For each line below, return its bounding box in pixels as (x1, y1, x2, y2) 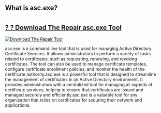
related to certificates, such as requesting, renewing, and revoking (5, 56, 137, 62)
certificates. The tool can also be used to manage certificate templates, (5, 61, 147, 67)
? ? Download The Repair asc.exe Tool (5, 23, 122, 32)
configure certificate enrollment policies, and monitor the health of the (5, 66, 145, 72)
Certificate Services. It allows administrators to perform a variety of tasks (5, 51, 151, 56)
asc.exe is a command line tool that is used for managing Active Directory (5, 46, 152, 51)
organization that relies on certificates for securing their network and (5, 97, 143, 103)
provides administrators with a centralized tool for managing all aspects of (5, 82, 153, 87)
